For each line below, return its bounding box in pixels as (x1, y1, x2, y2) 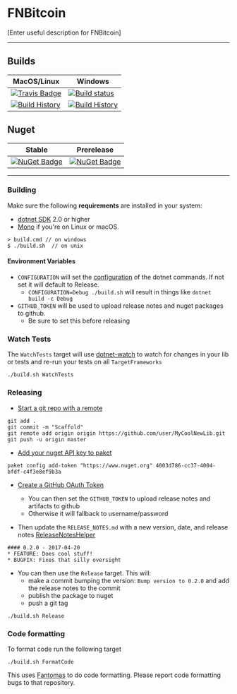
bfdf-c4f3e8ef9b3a (7, 468, 61, 475)
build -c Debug (28, 295, 73, 303)
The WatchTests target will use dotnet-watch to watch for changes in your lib (7, 350, 229, 359)
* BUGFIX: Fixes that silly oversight (7, 556, 121, 563)
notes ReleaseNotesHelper (17, 530, 96, 539)
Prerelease (76, 145, 114, 155)
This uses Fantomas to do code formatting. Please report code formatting (7, 671, 221, 679)
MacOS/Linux (13, 76, 60, 86)
